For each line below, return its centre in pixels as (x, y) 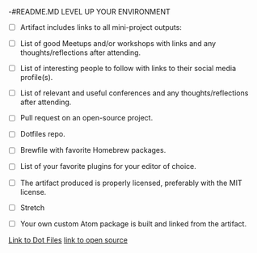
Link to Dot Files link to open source (68, 240)
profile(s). (36, 78)
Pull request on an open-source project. (86, 118)
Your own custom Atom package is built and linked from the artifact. (133, 223)
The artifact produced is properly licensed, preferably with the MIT (131, 183)
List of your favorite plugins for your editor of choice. (108, 167)
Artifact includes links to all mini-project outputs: (101, 27)
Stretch (32, 207)
